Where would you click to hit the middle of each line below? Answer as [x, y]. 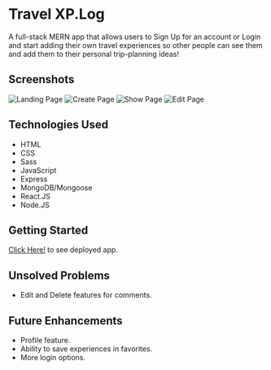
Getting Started [48, 230]
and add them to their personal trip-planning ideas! [94, 54]
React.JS [35, 196]
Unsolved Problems [59, 275]
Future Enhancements [66, 321]
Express [34, 179]
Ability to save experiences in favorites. [86, 349]
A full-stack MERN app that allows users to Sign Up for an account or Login [135, 37]
